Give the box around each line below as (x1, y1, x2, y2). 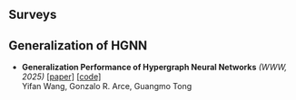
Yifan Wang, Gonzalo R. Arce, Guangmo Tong (21, 81, 192, 92)
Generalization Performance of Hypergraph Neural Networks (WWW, (21, 62, 288, 73)
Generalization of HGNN (8, 38, 147, 53)
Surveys (8, 7, 57, 23)
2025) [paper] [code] (21, 71, 102, 82)
